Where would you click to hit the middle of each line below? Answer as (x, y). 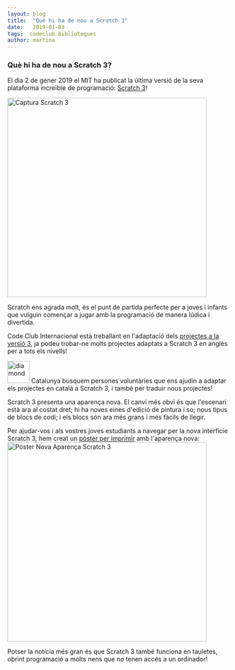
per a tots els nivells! (37, 351)
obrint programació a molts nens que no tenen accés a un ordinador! (108, 659)
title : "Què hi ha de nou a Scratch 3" (68, 21)
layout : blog (27, 14)
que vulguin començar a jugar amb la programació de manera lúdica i (109, 315)
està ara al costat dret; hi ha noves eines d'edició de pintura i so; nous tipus (117, 410)
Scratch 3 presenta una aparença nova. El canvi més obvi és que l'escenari (117, 402)
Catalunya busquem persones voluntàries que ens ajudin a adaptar (128, 381)
